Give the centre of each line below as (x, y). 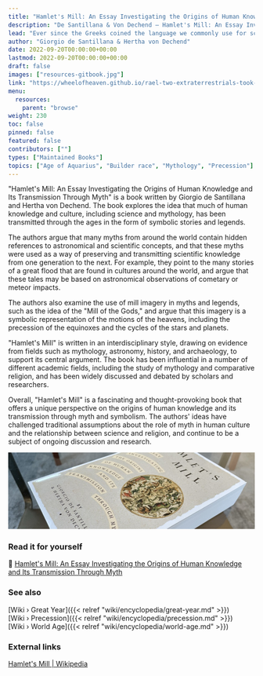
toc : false (26, 124)
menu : (17, 91)
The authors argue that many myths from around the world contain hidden (128, 238)
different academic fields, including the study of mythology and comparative (131, 368)
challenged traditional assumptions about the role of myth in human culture (129, 425)
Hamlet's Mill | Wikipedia (48, 663)
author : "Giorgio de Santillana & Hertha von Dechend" (99, 42)
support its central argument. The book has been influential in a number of (128, 360)
